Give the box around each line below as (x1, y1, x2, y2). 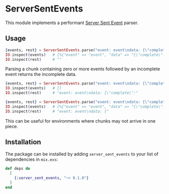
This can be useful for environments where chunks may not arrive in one (5, 118, 156, 124)
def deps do (5, 166, 30, 171)
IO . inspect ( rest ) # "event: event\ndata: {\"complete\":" (5, 90, 138, 95)
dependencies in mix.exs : (5, 156, 58, 162)
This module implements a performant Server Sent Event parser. (5, 20, 139, 26)
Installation (5, 138, 41, 146)
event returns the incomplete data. (5, 71, 77, 77)
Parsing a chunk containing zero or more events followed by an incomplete (5, 66, 160, 72)
